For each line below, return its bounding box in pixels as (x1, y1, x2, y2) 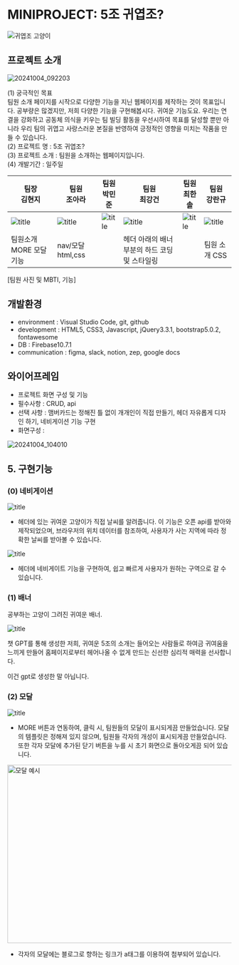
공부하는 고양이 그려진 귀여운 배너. (7, 611, 102, 619)
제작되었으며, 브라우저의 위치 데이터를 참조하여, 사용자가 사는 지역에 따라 (17, 526, 219, 535)
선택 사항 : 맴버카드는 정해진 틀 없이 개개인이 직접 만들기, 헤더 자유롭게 (17, 408, 213, 417)
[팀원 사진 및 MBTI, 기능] (7, 275, 76, 284)
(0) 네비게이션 (7, 486, 53, 496)
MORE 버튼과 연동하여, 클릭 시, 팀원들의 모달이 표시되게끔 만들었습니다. (17, 723, 216, 732)
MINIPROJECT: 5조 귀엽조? (7, 6, 164, 23)
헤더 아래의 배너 (123, 234, 174, 244)
